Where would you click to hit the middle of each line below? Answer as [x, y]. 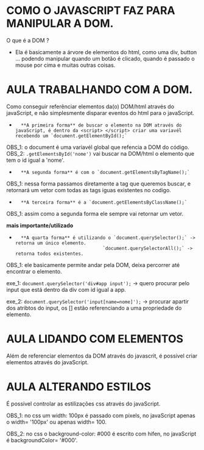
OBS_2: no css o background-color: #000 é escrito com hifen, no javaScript [101, 434]
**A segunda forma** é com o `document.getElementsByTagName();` [105, 172]
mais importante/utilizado [40, 225]
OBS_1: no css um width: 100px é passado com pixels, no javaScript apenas [101, 415]
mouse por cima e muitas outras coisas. [65, 65]
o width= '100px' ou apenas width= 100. [56, 422]
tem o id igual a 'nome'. [36, 160]
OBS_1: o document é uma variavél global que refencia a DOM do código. [98, 147]
